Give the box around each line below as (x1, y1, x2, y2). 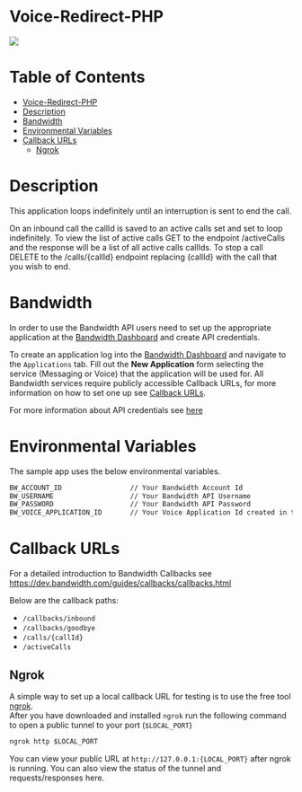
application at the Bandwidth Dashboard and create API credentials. (9, 331, 261, 342)
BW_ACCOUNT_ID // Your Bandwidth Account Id (9, 483, 244, 492)
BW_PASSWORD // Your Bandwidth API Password (9, 500, 252, 509)
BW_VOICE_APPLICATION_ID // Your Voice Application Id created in (9, 508, 288, 517)
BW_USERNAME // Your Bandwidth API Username (9, 491, 252, 500)
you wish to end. (9, 260, 71, 271)
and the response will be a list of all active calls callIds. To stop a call (9, 242, 263, 252)
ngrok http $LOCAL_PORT (9, 736, 99, 746)
